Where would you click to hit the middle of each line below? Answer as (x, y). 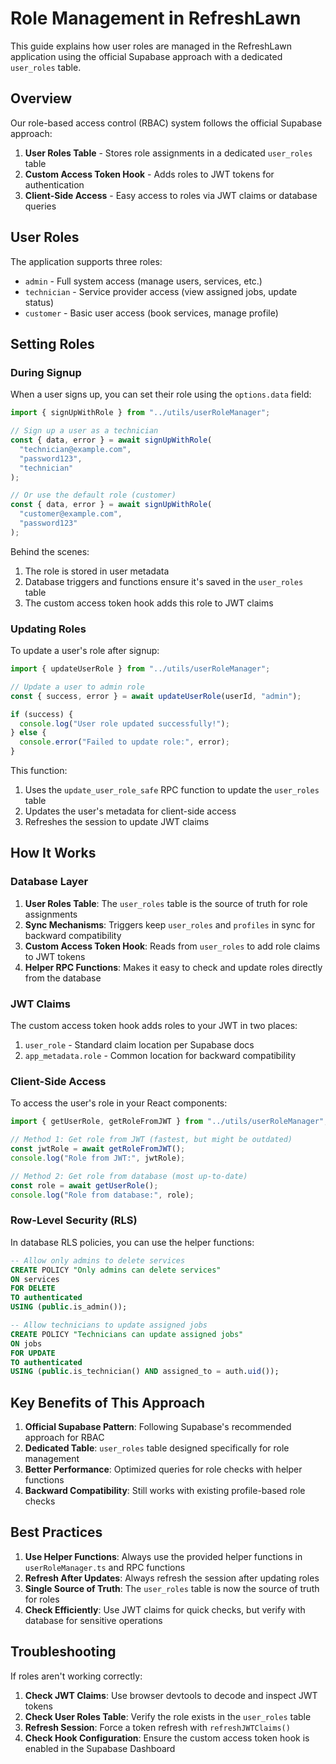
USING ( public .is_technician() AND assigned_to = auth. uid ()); (145, 1372)
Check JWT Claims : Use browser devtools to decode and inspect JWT (171, 1695)
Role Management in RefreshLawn (156, 18)
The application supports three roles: (86, 261)
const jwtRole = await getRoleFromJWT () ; (98, 1149)
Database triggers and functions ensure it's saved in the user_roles (164, 581)
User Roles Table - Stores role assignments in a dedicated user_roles (168, 153)
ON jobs (26, 1343)
